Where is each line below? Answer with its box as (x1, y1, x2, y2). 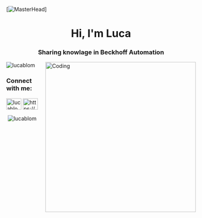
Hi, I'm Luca (71, 27, 131, 40)
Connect (6, 77, 32, 85)
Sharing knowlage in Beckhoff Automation (38, 48, 164, 56)
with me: (6, 84, 32, 92)
